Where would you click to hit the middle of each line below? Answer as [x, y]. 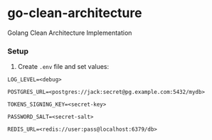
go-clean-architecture [75, 13]
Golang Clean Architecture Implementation [70, 33]
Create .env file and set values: [63, 67]
